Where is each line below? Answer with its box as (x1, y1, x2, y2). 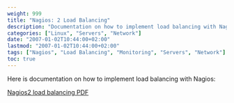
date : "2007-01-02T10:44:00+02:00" (7, 36, 111, 43)
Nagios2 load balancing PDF (7, 88, 89, 96)
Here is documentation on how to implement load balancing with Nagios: (7, 74, 216, 83)
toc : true (7, 56, 36, 63)
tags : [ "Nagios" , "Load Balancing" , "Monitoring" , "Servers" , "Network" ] (7, 49, 226, 56)
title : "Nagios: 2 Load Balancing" (7, 17, 111, 24)
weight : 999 (7, 10, 42, 17)
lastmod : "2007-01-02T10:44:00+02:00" (7, 42, 120, 49)
